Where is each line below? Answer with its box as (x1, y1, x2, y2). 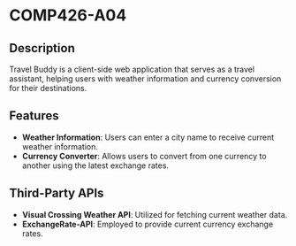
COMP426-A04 (9, 5, 127, 26)
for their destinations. (9, 83, 87, 93)
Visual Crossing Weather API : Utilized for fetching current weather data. (21, 209, 288, 219)
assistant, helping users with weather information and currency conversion (9, 73, 282, 84)
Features (9, 108, 59, 124)
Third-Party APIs (9, 186, 104, 201)
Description (9, 41, 75, 56)
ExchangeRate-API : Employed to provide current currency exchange (21, 219, 274, 229)
